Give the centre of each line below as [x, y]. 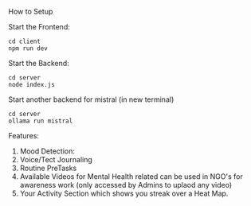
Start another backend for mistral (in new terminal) [91, 99]
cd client [25, 41]
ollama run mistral [41, 121]
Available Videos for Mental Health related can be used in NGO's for [131, 177]
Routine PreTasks [48, 168]
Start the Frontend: [39, 27]
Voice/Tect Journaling [56, 159]
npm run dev [28, 49]
